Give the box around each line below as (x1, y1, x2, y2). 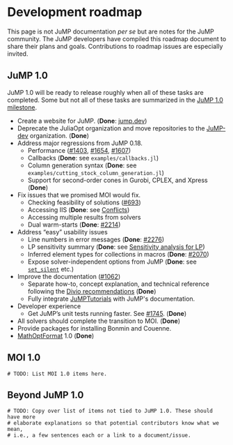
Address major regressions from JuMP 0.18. (17, 139, 143, 147)
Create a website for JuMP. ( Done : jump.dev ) (17, 116, 147, 125)
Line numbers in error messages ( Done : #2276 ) (27, 235, 165, 243)
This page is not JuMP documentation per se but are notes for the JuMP (7, 27, 214, 36)
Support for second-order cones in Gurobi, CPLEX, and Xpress (27, 176, 208, 184)
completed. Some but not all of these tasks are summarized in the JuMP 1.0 (7, 96, 224, 104)
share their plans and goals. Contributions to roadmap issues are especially (7, 42, 223, 50)
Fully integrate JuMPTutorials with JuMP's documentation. (27, 294, 195, 303)
